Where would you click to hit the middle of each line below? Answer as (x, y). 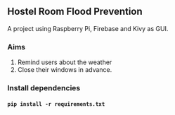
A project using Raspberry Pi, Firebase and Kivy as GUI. (88, 28)
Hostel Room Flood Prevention (75, 12)
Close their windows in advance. (65, 70)
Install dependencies (44, 88)
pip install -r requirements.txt (56, 104)
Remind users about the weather (65, 62)
